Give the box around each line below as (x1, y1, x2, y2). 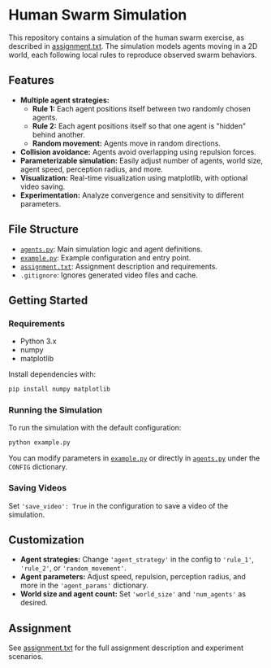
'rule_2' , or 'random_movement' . (19, 563, 127, 573)
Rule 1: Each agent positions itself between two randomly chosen (32, 103, 252, 113)
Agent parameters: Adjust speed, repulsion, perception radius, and (19, 572, 246, 582)
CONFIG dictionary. (8, 462, 68, 472)
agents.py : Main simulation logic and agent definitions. (19, 244, 203, 254)
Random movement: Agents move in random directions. (32, 138, 222, 148)
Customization (8, 533, 85, 547)
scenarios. (8, 652, 44, 661)
